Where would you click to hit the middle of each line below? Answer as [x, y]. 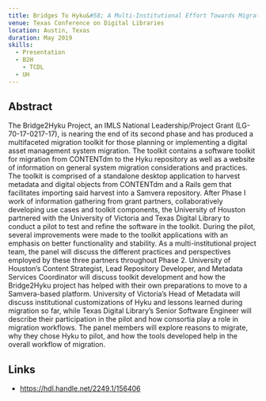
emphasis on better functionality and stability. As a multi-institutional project [133, 243]
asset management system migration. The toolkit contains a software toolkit [132, 151]
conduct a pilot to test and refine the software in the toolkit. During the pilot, [132, 227]
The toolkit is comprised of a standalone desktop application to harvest [124, 176]
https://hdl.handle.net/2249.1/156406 [80, 388]
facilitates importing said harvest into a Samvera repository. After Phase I [127, 193]
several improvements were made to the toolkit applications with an [118, 235]
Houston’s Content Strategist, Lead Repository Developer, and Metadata [125, 269]
